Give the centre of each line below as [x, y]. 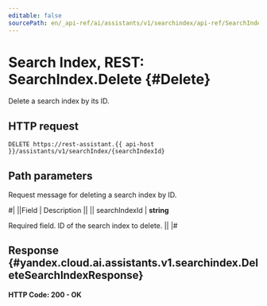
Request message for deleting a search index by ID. [93, 195]
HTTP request [44, 126]
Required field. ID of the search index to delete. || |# [93, 226]
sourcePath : [28, 23]
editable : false [35, 15]
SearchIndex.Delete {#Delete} [110, 79]
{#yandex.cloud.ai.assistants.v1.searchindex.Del [133, 263]
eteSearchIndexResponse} [76, 275]
